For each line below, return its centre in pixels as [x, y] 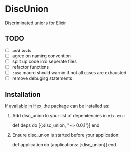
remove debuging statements [42, 78]
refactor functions [31, 67]
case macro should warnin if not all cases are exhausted [69, 73]
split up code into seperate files [44, 61]
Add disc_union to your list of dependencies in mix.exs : [68, 115]
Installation [23, 94]
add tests [22, 50]
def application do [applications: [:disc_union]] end [64, 144]
